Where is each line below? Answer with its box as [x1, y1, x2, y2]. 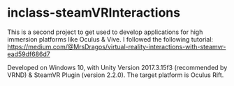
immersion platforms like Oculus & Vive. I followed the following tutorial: [7, 35, 214, 43]
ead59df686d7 [7, 50, 50, 58]
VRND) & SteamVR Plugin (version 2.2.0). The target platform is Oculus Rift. [7, 71, 224, 79]
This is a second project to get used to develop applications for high [7, 28, 203, 36]
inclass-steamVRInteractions [7, 5, 180, 21]
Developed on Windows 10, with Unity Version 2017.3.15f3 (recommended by [7, 63, 228, 71]
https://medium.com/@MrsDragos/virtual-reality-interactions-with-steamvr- [7, 42, 226, 51]
